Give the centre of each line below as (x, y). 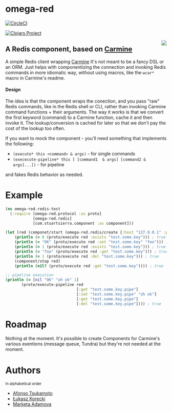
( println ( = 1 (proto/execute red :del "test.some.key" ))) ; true (87, 256)
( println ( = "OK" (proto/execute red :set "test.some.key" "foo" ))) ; (91, 242)
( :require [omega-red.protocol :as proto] (56, 213)
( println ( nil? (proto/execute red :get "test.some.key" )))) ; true (89, 266)
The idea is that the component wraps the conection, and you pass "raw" (82, 101)
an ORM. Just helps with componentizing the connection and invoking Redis (86, 67)
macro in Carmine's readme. (35, 78)
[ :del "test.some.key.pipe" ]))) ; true (119, 304)
